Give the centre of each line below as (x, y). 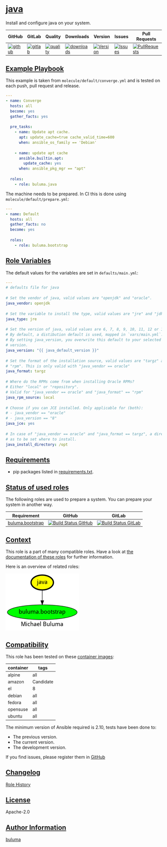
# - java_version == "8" (31, 418)
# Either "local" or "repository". (42, 387)
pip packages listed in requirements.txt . (53, 472)
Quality (53, 36)
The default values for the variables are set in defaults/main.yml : (72, 273)
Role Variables (28, 261)
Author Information (36, 827)
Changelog (23, 772)
